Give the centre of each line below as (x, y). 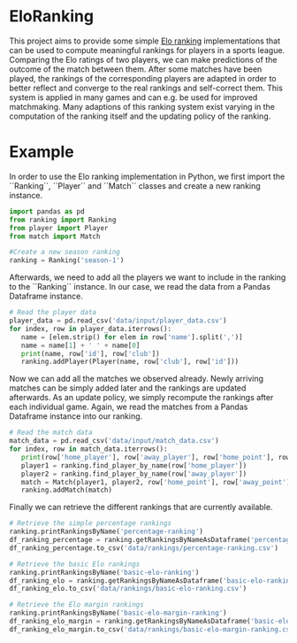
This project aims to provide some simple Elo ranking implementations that (145, 41)
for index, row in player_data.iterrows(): (91, 329)
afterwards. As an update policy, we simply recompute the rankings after (141, 398)
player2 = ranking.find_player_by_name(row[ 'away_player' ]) (134, 474)
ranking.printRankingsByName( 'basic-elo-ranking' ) (104, 572)
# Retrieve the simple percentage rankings (91, 523)
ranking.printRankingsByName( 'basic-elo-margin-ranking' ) (118, 613)
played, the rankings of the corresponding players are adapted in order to (143, 78)
